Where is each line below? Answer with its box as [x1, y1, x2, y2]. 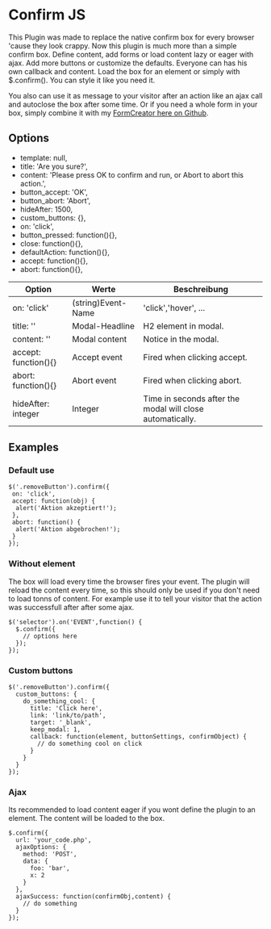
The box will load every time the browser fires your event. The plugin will [8, 576, 250, 586]
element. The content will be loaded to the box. [8, 814, 165, 823]
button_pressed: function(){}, [19, 230, 117, 240]
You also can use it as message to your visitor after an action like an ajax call [8, 90, 263, 100]
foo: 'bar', [29, 864, 70, 873]
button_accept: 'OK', [19, 187, 89, 197]
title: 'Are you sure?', [19, 161, 89, 171]
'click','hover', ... [143, 302, 206, 313]
